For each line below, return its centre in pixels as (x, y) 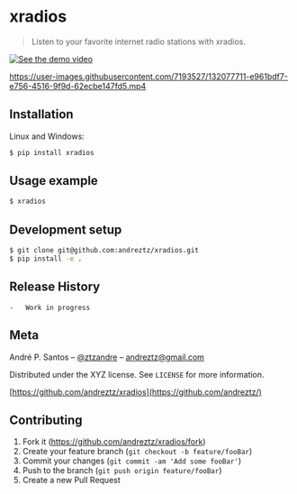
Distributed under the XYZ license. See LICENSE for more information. (137, 374)
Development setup (66, 229)
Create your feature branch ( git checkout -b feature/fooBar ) (137, 452)
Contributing (46, 420)
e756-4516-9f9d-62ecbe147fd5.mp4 (78, 86)
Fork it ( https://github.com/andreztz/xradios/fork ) (114, 442)
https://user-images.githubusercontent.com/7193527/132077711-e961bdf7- (148, 76)
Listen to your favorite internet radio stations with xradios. (138, 41)
